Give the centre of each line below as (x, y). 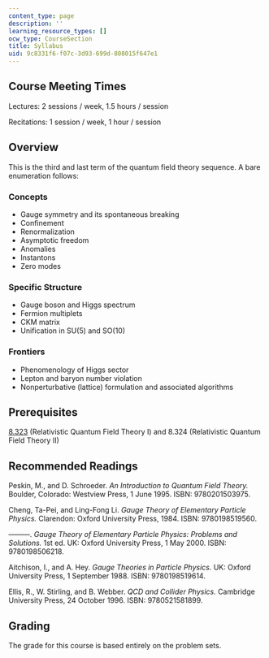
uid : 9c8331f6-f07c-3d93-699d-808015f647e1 (83, 54)
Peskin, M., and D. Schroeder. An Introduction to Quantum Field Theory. (128, 486)
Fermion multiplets (51, 314)
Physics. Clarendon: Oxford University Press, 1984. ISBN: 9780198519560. (133, 519)
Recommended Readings (73, 466)
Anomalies (38, 249)
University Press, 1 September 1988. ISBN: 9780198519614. (107, 576)
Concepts (28, 197)
